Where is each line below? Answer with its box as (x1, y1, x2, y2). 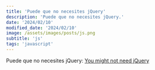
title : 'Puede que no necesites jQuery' (6, 8, 106, 15)
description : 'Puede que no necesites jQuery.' (6, 14, 125, 20)
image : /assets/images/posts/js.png (6, 30, 95, 36)
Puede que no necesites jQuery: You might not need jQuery (6, 57, 150, 64)
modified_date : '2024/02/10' (6, 24, 77, 31)
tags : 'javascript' (6, 41, 54, 47)
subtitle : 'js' (6, 36, 43, 41)
